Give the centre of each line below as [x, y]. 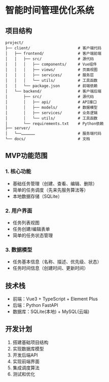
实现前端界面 [26, 361]
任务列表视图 [26, 222]
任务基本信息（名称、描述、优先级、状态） [57, 262]
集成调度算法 [26, 368]
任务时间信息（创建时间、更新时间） [50, 268]
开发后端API [25, 355]
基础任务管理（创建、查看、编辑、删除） [55, 183]
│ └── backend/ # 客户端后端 [53, 91]
